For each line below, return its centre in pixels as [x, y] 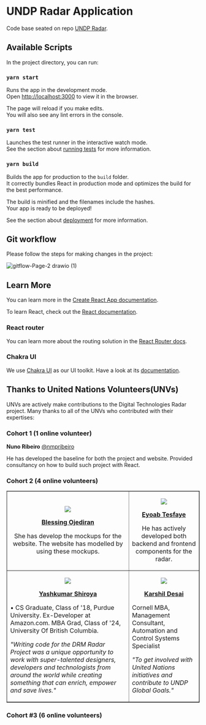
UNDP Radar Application [70, 11]
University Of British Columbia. [55, 631]
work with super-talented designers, [63, 660]
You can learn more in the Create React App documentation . [82, 300]
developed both [164, 536]
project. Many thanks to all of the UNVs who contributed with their [90, 411]
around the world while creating [56, 675]
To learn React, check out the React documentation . [72, 312]
